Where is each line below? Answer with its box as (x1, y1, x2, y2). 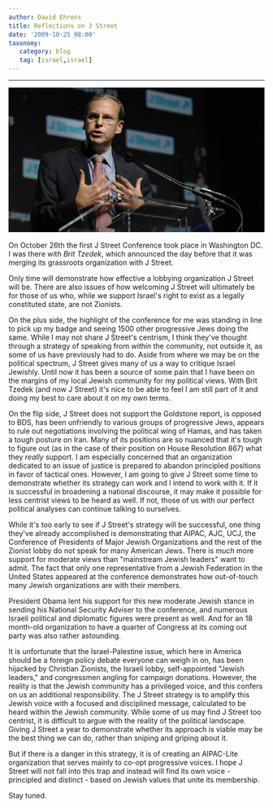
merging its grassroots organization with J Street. (8, 257, 174, 268)
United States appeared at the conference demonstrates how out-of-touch (8, 572, 258, 582)
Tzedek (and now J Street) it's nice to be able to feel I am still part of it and (8, 384, 258, 394)
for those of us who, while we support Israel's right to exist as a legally (8, 291, 245, 301)
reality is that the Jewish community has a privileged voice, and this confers (8, 681, 263, 692)
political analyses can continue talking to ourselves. (8, 504, 181, 514)
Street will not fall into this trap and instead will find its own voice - (8, 766, 231, 776)
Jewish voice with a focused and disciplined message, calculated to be (8, 699, 246, 709)
